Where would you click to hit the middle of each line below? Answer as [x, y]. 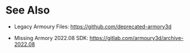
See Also [28, 10]
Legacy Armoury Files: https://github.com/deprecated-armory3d [93, 26]
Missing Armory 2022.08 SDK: [51, 38]
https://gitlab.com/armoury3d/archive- [137, 38]
